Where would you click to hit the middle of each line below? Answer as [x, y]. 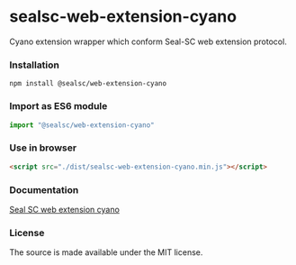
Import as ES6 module [58, 106]
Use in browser [43, 148]
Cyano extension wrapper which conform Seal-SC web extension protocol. [148, 41]
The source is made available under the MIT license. [106, 252]
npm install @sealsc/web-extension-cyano [88, 84]
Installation [35, 65]
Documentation [44, 189]
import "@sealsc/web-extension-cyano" [82, 125]
